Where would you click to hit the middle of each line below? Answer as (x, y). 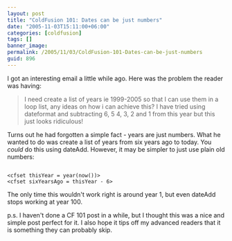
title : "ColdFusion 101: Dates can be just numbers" (85, 20)
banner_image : (28, 46)
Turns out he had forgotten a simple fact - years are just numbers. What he (114, 134)
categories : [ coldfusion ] (44, 33)
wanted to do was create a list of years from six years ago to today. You (109, 142)
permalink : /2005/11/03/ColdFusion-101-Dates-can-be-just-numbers (105, 53)
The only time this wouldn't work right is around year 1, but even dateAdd (111, 194)
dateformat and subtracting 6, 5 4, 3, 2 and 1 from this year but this (119, 114)
